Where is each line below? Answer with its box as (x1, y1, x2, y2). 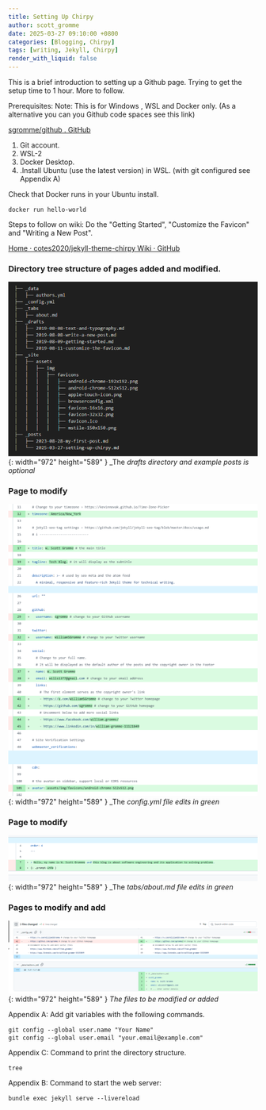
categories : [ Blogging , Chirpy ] (8, 38, 115, 46)
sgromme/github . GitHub (8, 125, 91, 134)
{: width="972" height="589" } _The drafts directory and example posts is (8, 457, 249, 467)
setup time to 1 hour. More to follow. (8, 86, 125, 95)
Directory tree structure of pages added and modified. (8, 263, 222, 274)
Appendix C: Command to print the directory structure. (8, 1048, 187, 1058)
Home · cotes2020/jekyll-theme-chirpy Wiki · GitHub (8, 244, 180, 253)
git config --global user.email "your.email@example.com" (8, 1034, 203, 1043)
